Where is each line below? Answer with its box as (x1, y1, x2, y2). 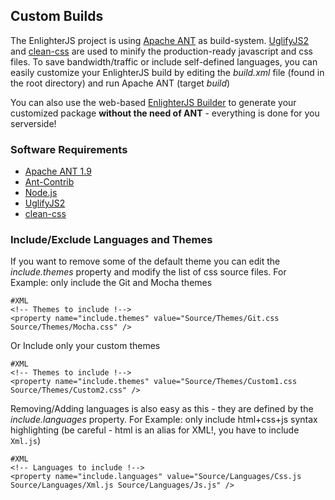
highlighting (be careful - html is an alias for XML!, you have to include (10, 424, 300, 436)
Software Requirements (10, 142, 128, 156)
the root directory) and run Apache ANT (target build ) (10, 77, 231, 89)
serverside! (10, 117, 57, 129)
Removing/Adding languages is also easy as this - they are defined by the (10, 403, 314, 415)
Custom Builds (10, 8, 104, 25)
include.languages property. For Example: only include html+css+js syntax (10, 414, 318, 426)
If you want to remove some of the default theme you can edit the (10, 255, 281, 268)
